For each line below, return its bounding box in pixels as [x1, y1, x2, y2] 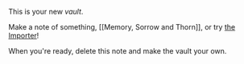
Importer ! [8, 31, 39, 40]
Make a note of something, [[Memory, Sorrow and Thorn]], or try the [8, 22, 236, 31]
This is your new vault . [8, 7, 84, 16]
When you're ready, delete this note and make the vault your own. [8, 46, 227, 55]
